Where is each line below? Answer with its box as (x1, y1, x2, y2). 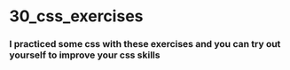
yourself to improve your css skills (9, 49, 161, 61)
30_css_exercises (9, 6, 144, 27)
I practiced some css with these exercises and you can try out (9, 38, 281, 51)
